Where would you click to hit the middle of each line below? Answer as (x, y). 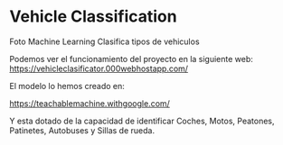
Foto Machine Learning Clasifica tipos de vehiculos (105, 41)
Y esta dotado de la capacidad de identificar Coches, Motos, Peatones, (142, 121)
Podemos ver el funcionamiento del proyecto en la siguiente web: (131, 59)
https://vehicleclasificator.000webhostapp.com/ (99, 68)
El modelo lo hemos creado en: (67, 86)
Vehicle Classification (94, 17)
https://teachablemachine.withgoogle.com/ (90, 103)
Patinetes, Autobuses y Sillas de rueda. (82, 130)
